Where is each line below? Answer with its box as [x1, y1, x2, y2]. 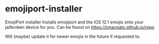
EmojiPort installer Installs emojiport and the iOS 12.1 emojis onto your [5, 19, 144, 25]
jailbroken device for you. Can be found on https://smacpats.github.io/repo [5, 24, 155, 30]
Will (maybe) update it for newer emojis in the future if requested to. [5, 33, 141, 39]
